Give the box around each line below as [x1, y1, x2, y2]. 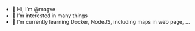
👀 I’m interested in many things [11, 12, 88, 19]
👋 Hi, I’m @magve [11, 6, 55, 13]
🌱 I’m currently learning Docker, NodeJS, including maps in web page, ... [11, 18, 190, 25]
